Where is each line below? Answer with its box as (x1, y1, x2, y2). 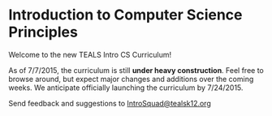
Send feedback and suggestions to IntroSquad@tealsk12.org (8, 98, 211, 108)
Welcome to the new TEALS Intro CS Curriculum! (8, 49, 172, 59)
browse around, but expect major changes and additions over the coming (8, 74, 254, 84)
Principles (8, 23, 79, 41)
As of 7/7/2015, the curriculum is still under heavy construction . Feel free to (8, 65, 264, 75)
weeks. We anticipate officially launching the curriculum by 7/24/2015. (8, 83, 244, 92)
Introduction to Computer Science (8, 6, 243, 24)
